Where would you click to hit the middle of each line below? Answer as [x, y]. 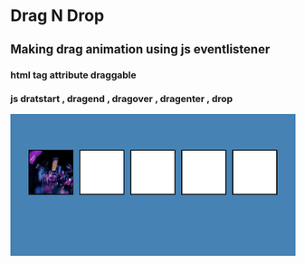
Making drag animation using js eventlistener [140, 49]
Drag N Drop [57, 16]
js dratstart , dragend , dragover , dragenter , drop [122, 99]
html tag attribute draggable [73, 75]
